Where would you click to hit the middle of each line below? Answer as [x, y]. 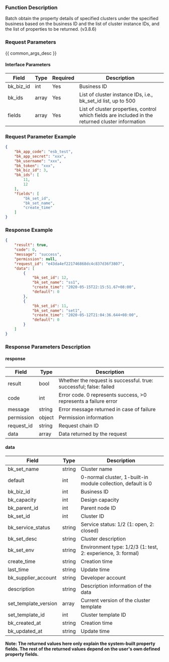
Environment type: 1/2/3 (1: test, [119, 547]
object [47, 417]
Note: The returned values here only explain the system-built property [80, 644]
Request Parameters [31, 42]
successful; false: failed [87, 387]
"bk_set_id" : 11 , [50, 306]
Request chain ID [79, 425]
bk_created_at [24, 623]
